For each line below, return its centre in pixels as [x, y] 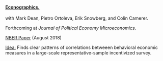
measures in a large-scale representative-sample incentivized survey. [78, 53]
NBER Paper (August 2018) [34, 38]
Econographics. [22, 7]
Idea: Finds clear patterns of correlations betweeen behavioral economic [81, 47]
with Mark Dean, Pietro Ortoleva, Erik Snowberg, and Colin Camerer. [77, 18]
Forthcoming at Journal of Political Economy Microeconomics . [71, 28]
